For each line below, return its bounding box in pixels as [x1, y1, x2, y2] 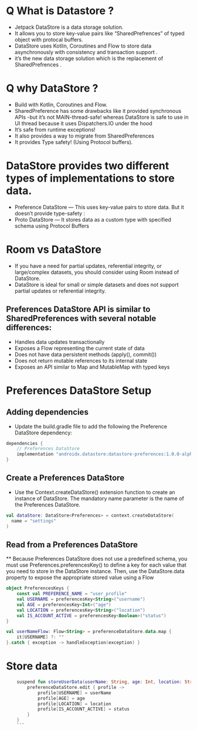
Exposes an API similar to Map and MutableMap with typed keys [14, 363, 170, 370]
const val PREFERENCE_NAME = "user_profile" [16, 591, 127, 597]
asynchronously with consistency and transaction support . [14, 48, 158, 55]
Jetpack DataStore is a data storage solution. [14, 24, 124, 31]
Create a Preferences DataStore [6, 473, 125, 483]
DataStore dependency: [14, 429, 72, 436]
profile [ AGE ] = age [37, 695, 85, 701]
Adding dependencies [6, 407, 89, 417]
